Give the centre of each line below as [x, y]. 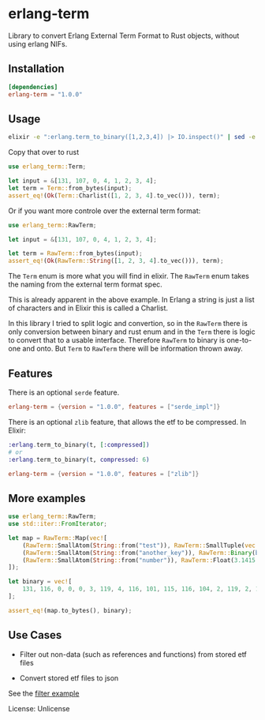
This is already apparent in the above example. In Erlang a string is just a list [131, 300]
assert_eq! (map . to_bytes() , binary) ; [70, 610]
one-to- [239, 340]
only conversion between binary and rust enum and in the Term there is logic [132, 332]
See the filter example [44, 693]
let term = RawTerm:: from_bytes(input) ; [76, 253]
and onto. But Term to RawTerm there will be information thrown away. [132, 349]
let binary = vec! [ [40, 582]
